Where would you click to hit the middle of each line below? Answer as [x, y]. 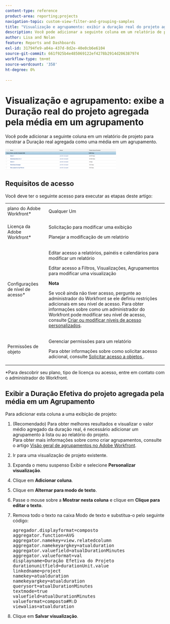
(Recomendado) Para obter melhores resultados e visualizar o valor [83, 423]
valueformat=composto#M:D [45, 601]
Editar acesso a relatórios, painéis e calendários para [104, 253]
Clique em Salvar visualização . [45, 616]
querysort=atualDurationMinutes [53, 586]
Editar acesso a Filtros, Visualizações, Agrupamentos [104, 268]
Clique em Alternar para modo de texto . [55, 490]
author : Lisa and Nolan [30, 38]
